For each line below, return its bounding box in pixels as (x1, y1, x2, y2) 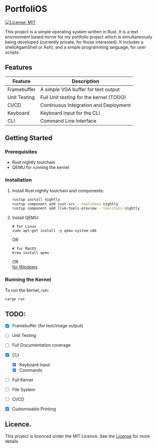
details (5, 438, 18, 444)
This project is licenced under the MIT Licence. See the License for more (5, 433, 150, 439)
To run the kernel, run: (5, 287, 49, 293)
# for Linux (12, 224, 36, 229)
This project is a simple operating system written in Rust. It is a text (5, 29, 139, 34)
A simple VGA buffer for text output (40, 86, 120, 93)
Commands (19, 367, 43, 373)
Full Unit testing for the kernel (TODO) (40, 93, 127, 100)
